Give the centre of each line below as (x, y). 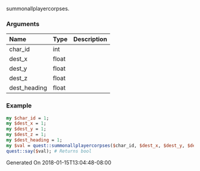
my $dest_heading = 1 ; (34, 140)
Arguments (23, 24)
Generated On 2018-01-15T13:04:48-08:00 (59, 162)
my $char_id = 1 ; (28, 118)
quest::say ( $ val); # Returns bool (49, 151)
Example (19, 106)
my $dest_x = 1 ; (26, 123)
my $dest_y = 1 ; (26, 129)
